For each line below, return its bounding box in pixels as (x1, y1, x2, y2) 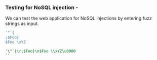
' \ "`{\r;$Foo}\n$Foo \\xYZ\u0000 (5, 48, 76, 53)
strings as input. (5, 20, 39, 26)
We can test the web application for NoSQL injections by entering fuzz (5, 15, 152, 21)
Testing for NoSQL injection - (5, 4, 78, 11)
